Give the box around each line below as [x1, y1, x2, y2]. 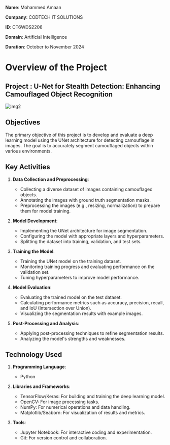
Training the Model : [12, 248, 55, 254]
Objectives [5, 118, 41, 127]
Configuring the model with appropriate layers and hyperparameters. [20, 233, 164, 239]
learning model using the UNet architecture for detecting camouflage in [5, 137, 155, 143]
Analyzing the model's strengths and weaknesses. [20, 335, 126, 342]
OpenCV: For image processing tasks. [20, 399, 99, 405]
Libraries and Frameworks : [12, 383, 71, 389]
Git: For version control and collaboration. [20, 435, 108, 441]
